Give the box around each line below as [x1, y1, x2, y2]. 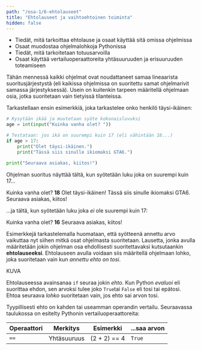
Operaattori [9, 324, 43, 332]
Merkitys [53, 324, 80, 332]
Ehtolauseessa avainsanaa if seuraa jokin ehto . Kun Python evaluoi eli [6, 279, 181, 286]
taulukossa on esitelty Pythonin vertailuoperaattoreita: [6, 310, 140, 317]
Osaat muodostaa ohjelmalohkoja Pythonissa [14, 43, 127, 50]
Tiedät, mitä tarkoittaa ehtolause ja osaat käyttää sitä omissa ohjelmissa [14, 37, 193, 44]
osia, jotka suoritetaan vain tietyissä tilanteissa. [6, 92, 123, 100]
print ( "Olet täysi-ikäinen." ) [17, 143, 93, 149]
